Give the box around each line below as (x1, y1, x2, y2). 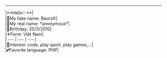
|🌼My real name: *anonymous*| (5, 21, 70, 26)
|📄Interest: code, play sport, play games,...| (5, 42, 93, 48)
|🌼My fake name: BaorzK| (5, 15, 58, 21)
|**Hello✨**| (5, 10, 34, 15)
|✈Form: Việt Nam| (5, 31, 44, 37)
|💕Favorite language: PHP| (5, 47, 59, 53)
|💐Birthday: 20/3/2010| (5, 26, 52, 32)
